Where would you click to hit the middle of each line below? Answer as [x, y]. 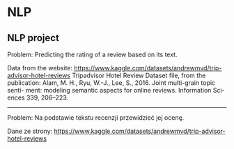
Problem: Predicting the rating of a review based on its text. [92, 54]
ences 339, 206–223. [38, 97]
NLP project [33, 38]
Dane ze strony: [30, 131]
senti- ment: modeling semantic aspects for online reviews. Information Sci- [116, 90]
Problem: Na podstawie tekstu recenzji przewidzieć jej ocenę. [96, 118]
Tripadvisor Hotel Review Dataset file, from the [139, 75]
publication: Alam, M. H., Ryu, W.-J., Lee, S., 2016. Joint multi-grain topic [111, 83]
